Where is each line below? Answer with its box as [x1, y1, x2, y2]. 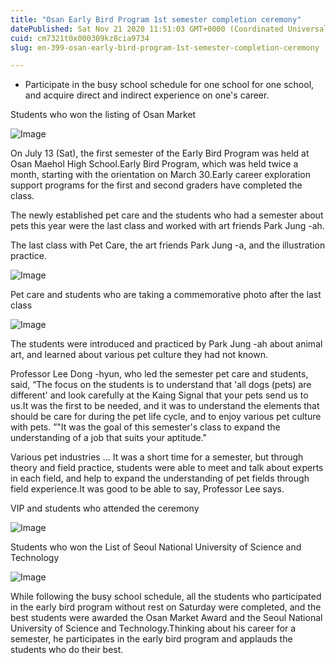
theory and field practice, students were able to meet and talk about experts [10, 462, 324, 474]
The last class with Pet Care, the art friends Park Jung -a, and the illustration [10, 239, 326, 251]
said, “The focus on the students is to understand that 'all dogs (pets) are [10, 379, 312, 391]
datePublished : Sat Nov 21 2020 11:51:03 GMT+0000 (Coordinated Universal [10, 24, 329, 34]
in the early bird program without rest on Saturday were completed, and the [10, 601, 322, 613]
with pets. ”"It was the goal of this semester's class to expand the [10, 421, 281, 433]
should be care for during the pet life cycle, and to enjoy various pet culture [10, 411, 322, 423]
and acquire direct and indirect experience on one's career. [24, 89, 270, 101]
